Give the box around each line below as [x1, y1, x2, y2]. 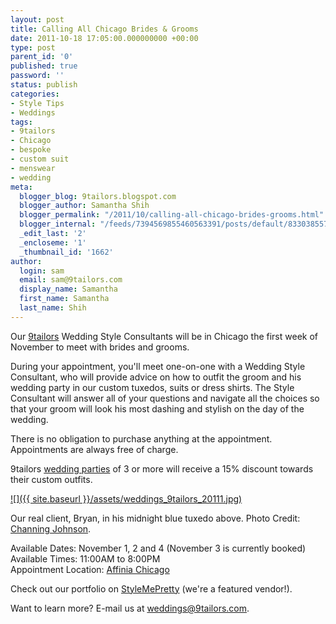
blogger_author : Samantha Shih [19, 201, 150, 211]
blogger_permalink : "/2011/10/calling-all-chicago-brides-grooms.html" [19, 210, 325, 220]
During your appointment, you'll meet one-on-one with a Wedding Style [10, 360, 306, 372]
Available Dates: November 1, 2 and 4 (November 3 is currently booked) [10, 542, 307, 554]
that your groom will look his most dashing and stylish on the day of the [10, 402, 305, 415]
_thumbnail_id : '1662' [19, 247, 114, 257]
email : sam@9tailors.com [19, 275, 123, 285]
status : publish [10, 80, 78, 90]
